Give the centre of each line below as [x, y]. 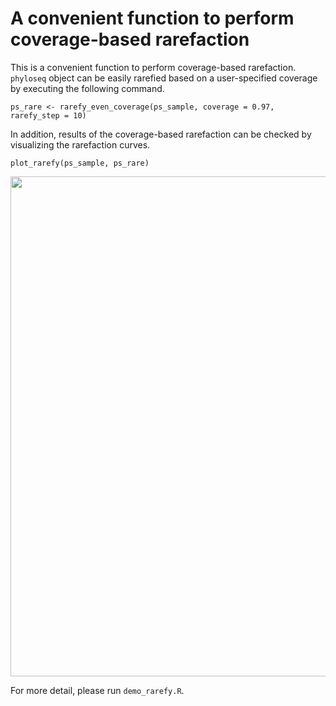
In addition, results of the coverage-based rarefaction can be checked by [161, 134]
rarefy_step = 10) [48, 115]
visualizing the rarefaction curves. [80, 144]
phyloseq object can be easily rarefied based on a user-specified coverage [164, 78]
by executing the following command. [87, 88]
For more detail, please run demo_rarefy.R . [97, 690]
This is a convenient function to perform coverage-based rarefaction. [153, 67]
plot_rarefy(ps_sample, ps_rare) [80, 163]
